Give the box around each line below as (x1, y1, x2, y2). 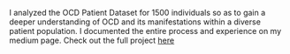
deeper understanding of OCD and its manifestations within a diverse (9, 17, 261, 27)
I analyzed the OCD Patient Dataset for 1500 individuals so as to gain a (9, 8, 266, 17)
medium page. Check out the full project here (9, 35, 175, 45)
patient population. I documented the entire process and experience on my (9, 26, 282, 36)
